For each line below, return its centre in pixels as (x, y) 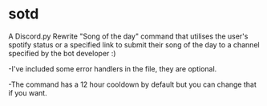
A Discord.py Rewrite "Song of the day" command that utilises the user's (128, 36)
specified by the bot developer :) (62, 53)
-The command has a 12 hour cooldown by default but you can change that (132, 84)
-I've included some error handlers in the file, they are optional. (113, 68)
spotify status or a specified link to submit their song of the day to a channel (134, 44)
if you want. (28, 92)
